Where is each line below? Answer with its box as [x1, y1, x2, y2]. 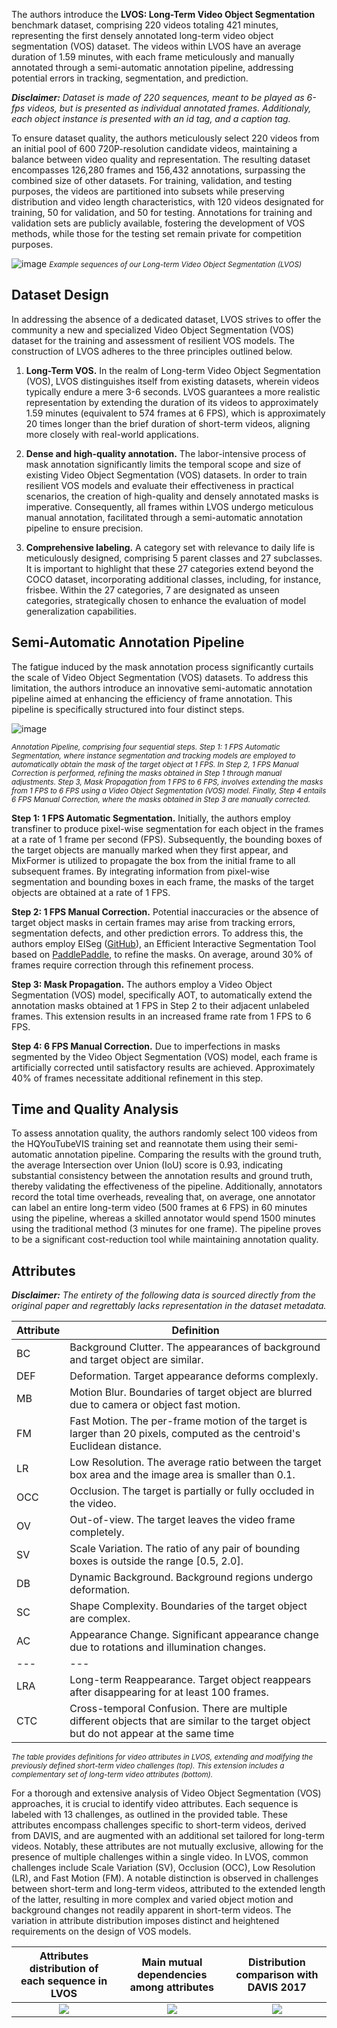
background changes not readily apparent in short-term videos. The [11, 1904, 292, 1916]
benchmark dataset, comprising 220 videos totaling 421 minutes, [11, 19, 279, 31]
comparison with [235, 1968, 319, 1982]
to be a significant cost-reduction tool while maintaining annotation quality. [11, 1234, 319, 1246]
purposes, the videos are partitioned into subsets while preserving [11, 185, 285, 197]
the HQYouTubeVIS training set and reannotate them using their [11, 1138, 273, 1150]
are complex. [69, 1612, 131, 1626]
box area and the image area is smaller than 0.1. [69, 1468, 296, 1482]
